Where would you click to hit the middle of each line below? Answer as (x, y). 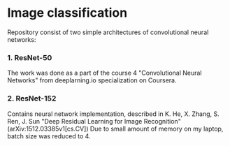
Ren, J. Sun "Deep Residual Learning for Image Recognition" (94, 121)
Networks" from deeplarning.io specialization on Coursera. (92, 80)
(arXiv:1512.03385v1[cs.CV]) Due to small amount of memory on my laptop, (115, 129)
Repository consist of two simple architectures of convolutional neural (108, 32)
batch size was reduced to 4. (49, 136)
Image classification (67, 13)
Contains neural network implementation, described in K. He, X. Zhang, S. (114, 114)
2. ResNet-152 (32, 98)
